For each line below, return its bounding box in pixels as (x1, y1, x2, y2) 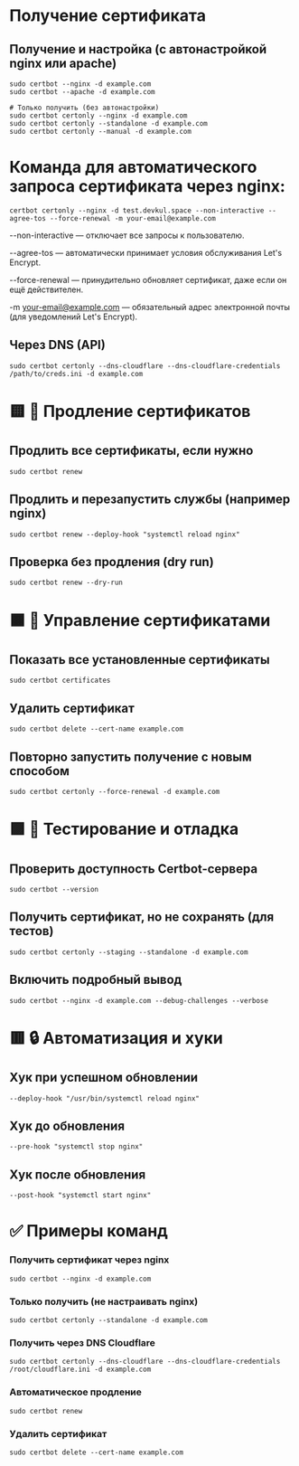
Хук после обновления (9, 1167, 146, 1182)
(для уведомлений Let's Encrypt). (9, 311, 138, 322)
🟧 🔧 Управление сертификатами (9, 610, 271, 630)
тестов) (9, 923, 54, 939)
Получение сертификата (9, 5, 206, 26)
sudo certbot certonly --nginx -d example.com (9, 111, 188, 120)
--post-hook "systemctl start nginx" (9, 1191, 152, 1200)
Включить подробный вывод (9, 972, 182, 988)
